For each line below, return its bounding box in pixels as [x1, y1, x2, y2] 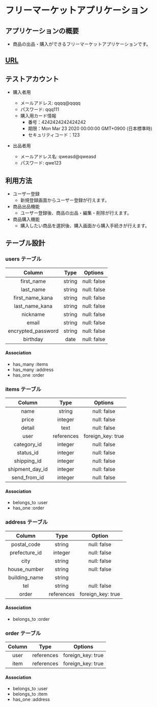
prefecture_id [10, 549, 42, 556]
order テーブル [5, 630, 41, 637]
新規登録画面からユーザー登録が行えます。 [20, 197, 110, 203]
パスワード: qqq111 [20, 107, 60, 113]
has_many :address [12, 366, 54, 373]
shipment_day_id [8, 466, 48, 473]
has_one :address [12, 696, 50, 702]
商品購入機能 [12, 216, 40, 222]
